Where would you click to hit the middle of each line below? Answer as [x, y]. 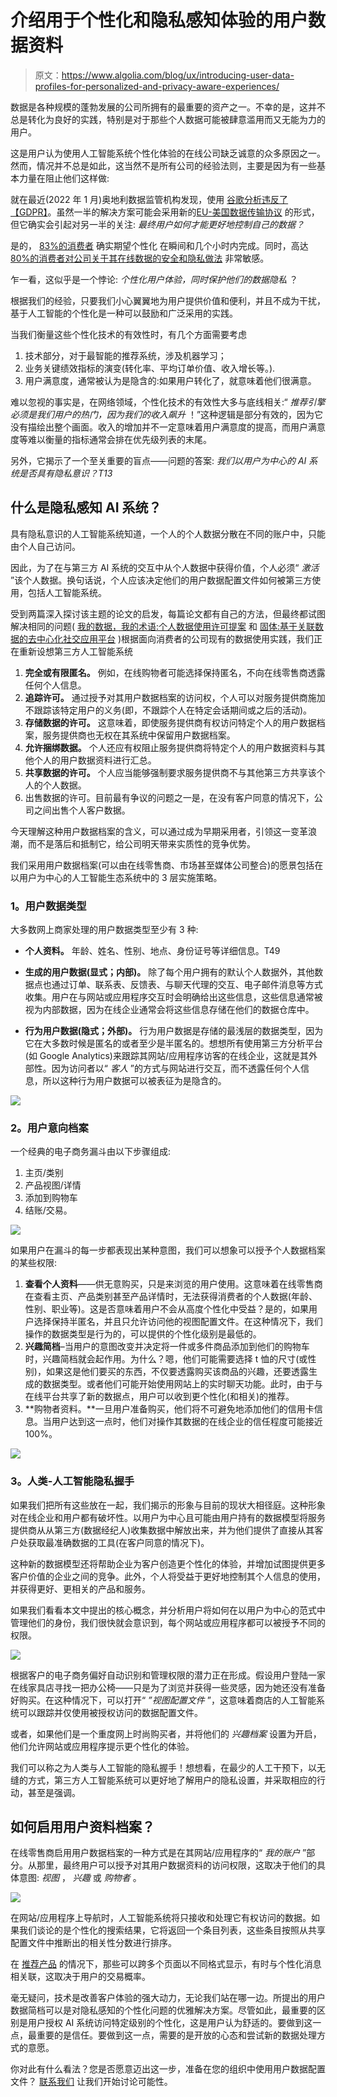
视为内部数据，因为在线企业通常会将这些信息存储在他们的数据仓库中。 [169, 1010]
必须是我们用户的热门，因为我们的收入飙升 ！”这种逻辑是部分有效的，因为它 [167, 414]
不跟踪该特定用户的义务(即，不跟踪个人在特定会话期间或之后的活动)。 [168, 710]
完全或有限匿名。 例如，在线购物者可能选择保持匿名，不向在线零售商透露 [175, 672]
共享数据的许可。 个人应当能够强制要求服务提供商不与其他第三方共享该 [170, 772]
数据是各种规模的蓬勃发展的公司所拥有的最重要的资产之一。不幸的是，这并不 [168, 107]
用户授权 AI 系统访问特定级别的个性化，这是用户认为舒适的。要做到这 [170, 2023]
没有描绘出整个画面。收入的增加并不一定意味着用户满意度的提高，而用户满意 [168, 427]
